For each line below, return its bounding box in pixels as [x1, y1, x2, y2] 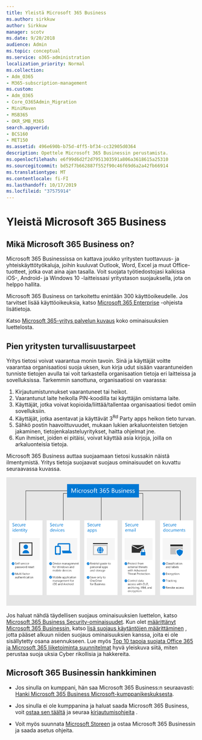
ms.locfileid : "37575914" [6, 188, 71, 195]
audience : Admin [6, 42, 47, 48]
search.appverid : [6, 125, 50, 131]
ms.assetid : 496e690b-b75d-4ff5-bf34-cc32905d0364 [6, 144, 136, 150]
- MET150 [6, 137, 28, 143]
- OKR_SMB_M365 [6, 118, 45, 124]
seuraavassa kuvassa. [6, 465, 62, 472]
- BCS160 [6, 131, 28, 137]
